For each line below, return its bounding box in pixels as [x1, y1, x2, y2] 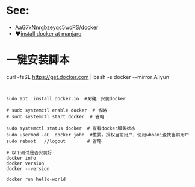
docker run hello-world [6, 176, 66, 183]
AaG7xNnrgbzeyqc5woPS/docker [14, 24, 99, 31]
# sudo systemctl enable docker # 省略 [6, 107, 107, 113]
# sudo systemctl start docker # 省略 [6, 114, 105, 120]
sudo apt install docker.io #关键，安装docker [6, 96, 126, 102]
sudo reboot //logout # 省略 [6, 138, 102, 145]
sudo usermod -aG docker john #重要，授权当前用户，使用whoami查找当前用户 [6, 132, 190, 138]
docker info [6, 155, 36, 162]
